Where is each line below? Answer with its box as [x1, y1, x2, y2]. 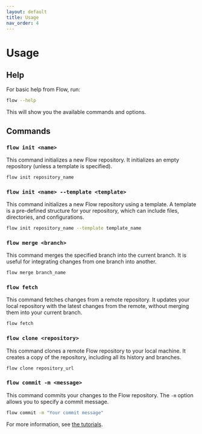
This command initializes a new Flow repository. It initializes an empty [6, 156, 180, 163]
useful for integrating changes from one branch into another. [6, 258, 157, 265]
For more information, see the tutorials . [6, 420, 103, 428]
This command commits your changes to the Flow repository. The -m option [6, 391, 194, 398]
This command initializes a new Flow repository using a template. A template [6, 201, 197, 208]
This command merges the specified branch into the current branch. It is [6, 251, 187, 259]
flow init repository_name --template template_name [6, 225, 142, 231]
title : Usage [6, 14, 39, 20]
